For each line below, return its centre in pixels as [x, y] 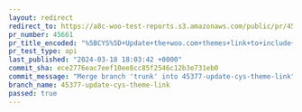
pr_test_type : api [43, 51]
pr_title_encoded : [43, 43]
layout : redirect [41, 18]
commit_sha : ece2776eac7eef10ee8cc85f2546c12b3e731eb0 [114, 69]
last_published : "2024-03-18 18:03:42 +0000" [95, 60]
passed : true [33, 93]
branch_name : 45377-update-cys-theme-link [89, 85]
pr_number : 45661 [41, 34]
